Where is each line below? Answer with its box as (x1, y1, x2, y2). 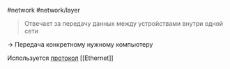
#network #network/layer (7, 6, 80, 14)
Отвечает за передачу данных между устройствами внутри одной (24, 20, 224, 27)
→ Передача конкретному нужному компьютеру (7, 40, 153, 48)
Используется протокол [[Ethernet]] (7, 54, 114, 62)
